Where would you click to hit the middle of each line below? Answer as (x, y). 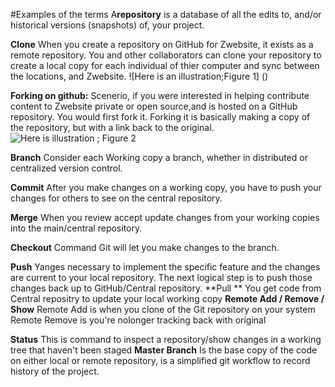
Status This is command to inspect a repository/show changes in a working (166, 339)
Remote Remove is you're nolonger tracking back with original (138, 320)
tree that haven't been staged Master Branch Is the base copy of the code (164, 350)
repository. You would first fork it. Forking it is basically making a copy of (160, 117)
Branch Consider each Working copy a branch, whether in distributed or (159, 157)
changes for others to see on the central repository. (116, 198)
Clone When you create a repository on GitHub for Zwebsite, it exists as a (162, 44)
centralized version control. (66, 168)
